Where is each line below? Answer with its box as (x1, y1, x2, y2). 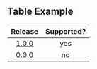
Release (11, 26, 39, 36)
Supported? (45, 26, 86, 36)
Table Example (7, 6, 74, 18)
